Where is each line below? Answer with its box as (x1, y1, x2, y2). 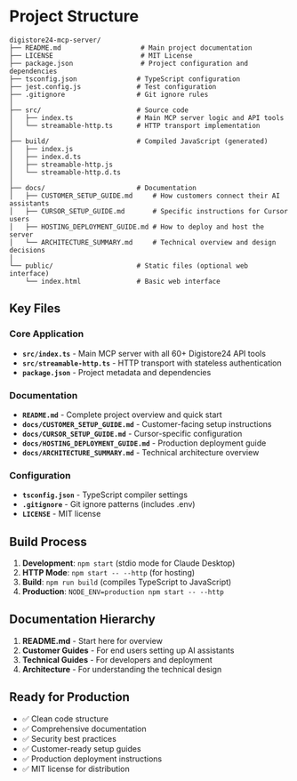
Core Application (9, 327, 84, 340)
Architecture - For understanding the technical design (21, 664, 222, 674)
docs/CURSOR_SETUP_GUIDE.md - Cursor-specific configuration (21, 428, 243, 439)
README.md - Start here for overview (21, 635, 163, 646)
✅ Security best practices (21, 733, 117, 744)
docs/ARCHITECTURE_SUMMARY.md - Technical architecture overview (21, 447, 260, 457)
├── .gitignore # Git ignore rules (9, 90, 209, 99)
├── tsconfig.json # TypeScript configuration (9, 74, 241, 84)
